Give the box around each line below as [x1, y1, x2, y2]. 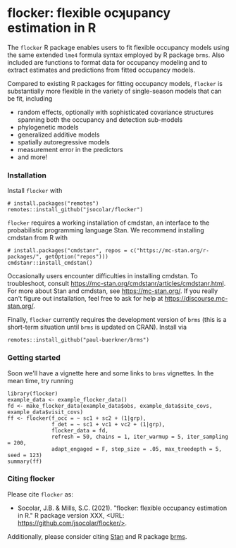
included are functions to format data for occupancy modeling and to [7, 58, 208, 66]
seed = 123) [7, 452, 42, 459]
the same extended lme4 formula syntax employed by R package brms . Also [7, 51, 225, 59]
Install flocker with [7, 187, 63, 195]
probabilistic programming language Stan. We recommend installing [7, 226, 204, 235]
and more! [17, 153, 48, 161]
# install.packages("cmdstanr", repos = [7, 247, 128, 254]
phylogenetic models [17, 123, 79, 131]
